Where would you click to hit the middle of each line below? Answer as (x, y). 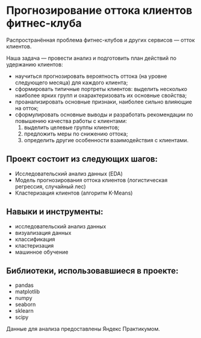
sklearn (24, 311)
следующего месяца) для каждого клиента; (71, 83)
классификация (35, 239)
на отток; (27, 108)
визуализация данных (43, 233)
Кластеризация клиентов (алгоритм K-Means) (74, 193)
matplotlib (27, 292)
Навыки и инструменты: (55, 212)
